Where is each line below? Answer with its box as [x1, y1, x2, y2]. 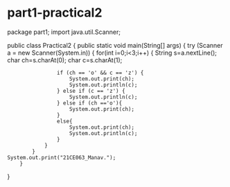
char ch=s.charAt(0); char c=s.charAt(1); [7, 55, 123, 64]
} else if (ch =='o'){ [56, 99, 123, 107]
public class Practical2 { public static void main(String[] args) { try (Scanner [7, 41, 223, 49]
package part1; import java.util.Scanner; [7, 28, 121, 36]
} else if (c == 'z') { [56, 87, 126, 94]
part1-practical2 [7, 5, 103, 21]
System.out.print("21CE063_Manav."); [7, 154, 116, 161]
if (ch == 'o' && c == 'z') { [56, 69, 144, 76]
